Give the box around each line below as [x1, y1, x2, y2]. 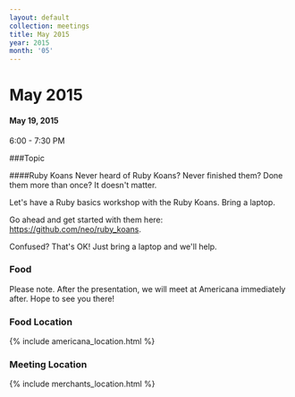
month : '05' [9, 47, 54, 56]
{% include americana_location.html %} [9, 336, 156, 347]
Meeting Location [9, 358, 88, 371]
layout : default [9, 13, 70, 22]
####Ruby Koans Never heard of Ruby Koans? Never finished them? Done [9, 169, 283, 180]
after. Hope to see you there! [9, 293, 114, 304]
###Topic [9, 152, 45, 163]
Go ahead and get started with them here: [9, 214, 164, 225]
